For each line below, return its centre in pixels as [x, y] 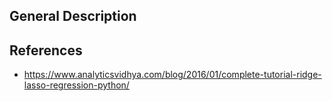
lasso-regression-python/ [76, 85]
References [46, 50]
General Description [73, 16]
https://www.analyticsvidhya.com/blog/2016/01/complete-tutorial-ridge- [172, 75]
